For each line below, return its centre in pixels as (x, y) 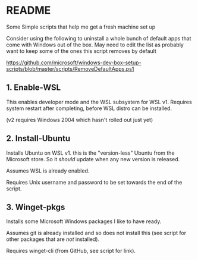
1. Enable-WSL (34, 88)
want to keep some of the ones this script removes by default (81, 51)
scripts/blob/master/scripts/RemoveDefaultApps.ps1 (70, 68)
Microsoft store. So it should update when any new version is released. (93, 159)
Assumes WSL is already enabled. (48, 171)
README (29, 10)
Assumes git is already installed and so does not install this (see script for (96, 233)
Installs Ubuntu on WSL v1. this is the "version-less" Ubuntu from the (90, 153)
